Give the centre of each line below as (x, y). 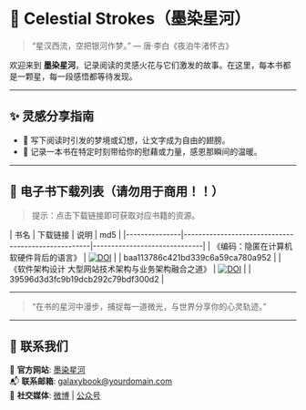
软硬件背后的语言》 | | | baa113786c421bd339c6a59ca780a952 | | (145, 257)
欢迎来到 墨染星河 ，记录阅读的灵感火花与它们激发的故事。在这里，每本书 (146, 65)
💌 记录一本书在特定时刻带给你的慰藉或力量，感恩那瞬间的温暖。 (142, 151)
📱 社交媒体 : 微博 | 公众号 (55, 395)
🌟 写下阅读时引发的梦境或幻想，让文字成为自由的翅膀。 (126, 140)
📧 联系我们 (39, 346)
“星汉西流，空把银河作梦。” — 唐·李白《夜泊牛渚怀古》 (133, 46)
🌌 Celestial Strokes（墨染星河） (130, 19)
